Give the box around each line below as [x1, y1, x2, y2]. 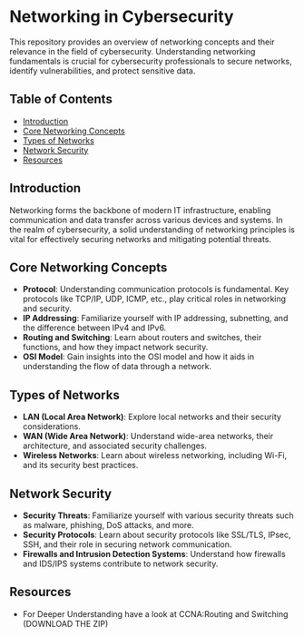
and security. [22, 303, 73, 314]
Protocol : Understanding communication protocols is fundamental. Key [22, 284, 289, 295]
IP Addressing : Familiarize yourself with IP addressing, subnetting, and [22, 313, 289, 324]
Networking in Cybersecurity [9, 6, 234, 27]
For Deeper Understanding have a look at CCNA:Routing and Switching [22, 608, 289, 619]
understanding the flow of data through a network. [22, 361, 211, 372]
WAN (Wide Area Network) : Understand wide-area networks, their [22, 431, 274, 442]
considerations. [22, 421, 82, 432]
